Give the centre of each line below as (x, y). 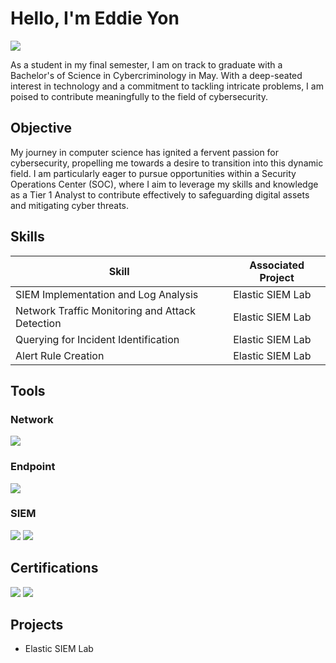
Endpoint (33, 467)
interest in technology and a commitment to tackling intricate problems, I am (167, 86)
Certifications (54, 568)
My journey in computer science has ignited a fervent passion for (145, 152)
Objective (41, 128)
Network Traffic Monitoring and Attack (105, 310)
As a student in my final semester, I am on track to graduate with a (146, 64)
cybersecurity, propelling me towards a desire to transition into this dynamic (167, 163)
